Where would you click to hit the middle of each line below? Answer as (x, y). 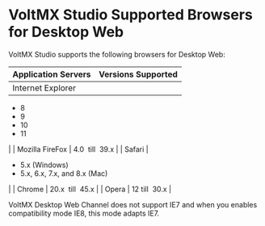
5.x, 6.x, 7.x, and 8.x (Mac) (64, 173)
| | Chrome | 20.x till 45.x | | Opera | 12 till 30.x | (90, 189)
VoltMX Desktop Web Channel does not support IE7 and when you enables (133, 204)
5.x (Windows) (44, 165)
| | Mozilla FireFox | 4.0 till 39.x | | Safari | (78, 149)
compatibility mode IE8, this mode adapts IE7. (84, 213)
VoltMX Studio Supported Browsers (130, 15)
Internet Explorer (44, 88)
